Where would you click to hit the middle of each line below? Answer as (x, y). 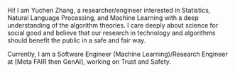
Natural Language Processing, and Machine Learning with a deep (103, 18)
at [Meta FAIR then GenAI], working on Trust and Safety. (89, 62)
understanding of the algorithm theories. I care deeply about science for (113, 25)
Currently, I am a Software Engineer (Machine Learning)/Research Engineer (118, 54)
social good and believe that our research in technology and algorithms (111, 33)
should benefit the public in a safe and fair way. (77, 40)
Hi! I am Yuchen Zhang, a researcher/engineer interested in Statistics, (109, 10)
